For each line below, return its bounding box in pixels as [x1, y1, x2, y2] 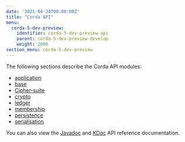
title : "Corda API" [6, 14, 54, 20]
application [14, 74, 42, 81]
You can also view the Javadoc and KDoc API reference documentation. [6, 129, 180, 136]
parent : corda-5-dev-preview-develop [16, 36, 109, 42]
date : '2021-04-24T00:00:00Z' [6, 8, 80, 15]
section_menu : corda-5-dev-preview [6, 47, 93, 53]
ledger [14, 99, 30, 106]
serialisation [14, 118, 44, 125]
